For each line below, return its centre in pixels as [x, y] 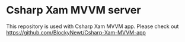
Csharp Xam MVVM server [74, 10]
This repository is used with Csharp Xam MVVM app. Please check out [92, 26]
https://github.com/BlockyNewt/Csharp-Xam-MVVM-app [76, 32]
